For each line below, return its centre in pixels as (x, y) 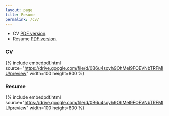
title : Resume (20, 15)
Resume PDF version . (35, 39)
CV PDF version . (30, 34)
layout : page (19, 10)
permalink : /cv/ (22, 19)
